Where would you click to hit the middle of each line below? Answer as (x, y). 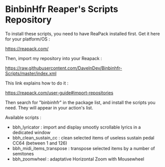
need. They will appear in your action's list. (49, 107)
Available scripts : (23, 117)
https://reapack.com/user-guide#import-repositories (59, 92)
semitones (23, 153)
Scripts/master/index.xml (31, 73)
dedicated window (31, 132)
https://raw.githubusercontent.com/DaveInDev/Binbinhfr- (64, 68)
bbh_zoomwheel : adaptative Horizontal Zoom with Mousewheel (78, 159)
